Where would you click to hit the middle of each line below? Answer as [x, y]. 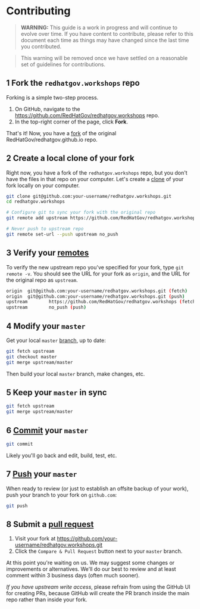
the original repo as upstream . [42, 280]
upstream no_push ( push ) [46, 307]
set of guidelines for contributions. [63, 64]
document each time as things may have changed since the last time [105, 40]
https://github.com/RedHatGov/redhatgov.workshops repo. [87, 115]
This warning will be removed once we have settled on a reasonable [104, 58]
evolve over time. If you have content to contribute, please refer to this [107, 33]
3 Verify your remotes [48, 253]
